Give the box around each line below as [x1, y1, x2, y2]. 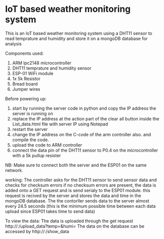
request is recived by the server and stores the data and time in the [5, 193, 141, 199]
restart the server [12, 126, 48, 132]
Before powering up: [5, 95, 47, 102]
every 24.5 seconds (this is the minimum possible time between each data [5, 203, 156, 209]
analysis [5, 40, 22, 46]
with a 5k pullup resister [12, 152, 61, 159]
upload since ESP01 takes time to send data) [5, 208, 95, 214]
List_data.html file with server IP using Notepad [12, 121, 108, 127]
